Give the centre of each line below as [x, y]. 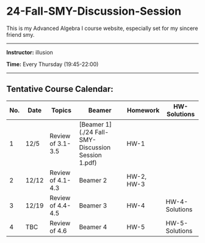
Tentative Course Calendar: [60, 89]
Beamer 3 [93, 205]
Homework [143, 110]
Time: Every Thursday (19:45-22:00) [52, 64]
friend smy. [20, 34]
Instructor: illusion [30, 52]
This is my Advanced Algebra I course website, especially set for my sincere [102, 28]
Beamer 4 [93, 226]
